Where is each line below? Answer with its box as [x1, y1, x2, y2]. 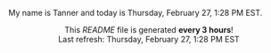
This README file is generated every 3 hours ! [64, 25, 234, 34]
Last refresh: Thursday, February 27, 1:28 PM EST [58, 34, 240, 44]
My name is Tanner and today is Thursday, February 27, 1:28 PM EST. [8, 8, 263, 18]
